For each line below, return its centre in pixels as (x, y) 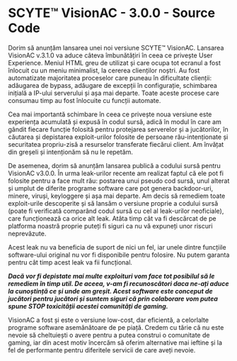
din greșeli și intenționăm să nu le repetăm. (71, 152)
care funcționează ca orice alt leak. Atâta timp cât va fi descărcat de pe (112, 218)
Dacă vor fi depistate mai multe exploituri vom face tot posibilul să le (111, 276)
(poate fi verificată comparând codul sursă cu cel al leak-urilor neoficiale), (116, 211)
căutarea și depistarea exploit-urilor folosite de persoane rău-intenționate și (118, 137)
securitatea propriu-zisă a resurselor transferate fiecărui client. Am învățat (116, 144)
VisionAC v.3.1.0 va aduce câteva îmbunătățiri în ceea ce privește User (110, 55)
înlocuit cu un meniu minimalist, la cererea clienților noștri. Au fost (104, 70)
